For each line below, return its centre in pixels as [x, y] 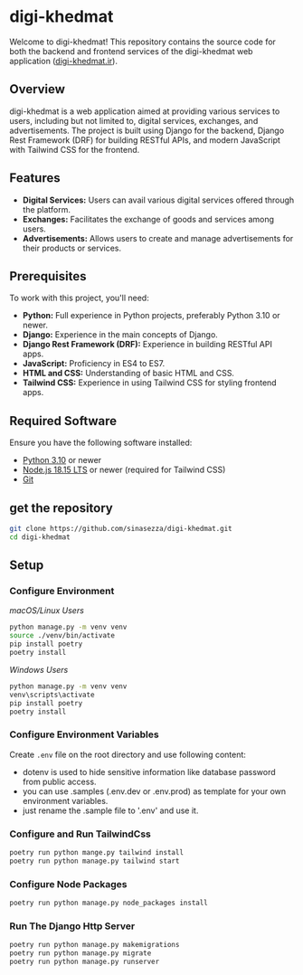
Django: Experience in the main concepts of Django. [120, 335]
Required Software [63, 421]
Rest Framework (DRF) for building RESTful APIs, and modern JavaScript [145, 140]
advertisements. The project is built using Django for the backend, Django [147, 130]
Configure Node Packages [68, 884]
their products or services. [72, 248]
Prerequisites [48, 276]
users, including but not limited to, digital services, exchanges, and [134, 120]
